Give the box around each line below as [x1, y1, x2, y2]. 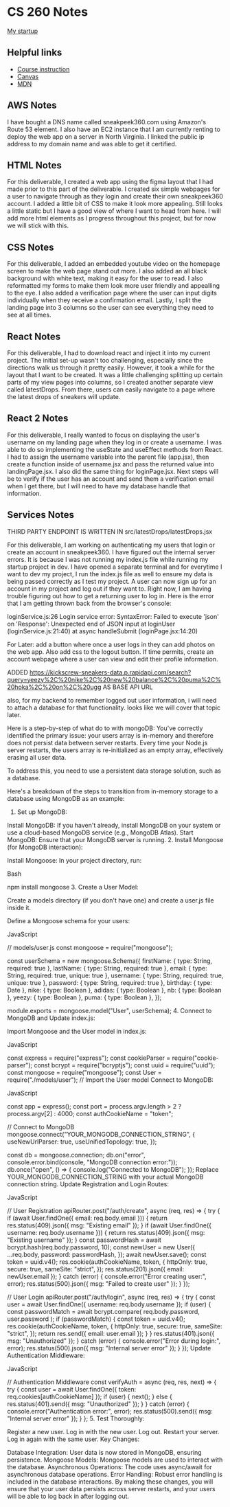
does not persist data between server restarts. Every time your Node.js [7, 738, 208, 747]
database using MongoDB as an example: [7, 794, 125, 802]
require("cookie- [172, 1054, 219, 1062]
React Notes [7, 330, 61, 342]
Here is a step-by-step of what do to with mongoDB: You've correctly [7, 724, 203, 732]
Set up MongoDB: [16, 808, 67, 816]
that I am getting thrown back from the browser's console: [7, 599, 172, 607]
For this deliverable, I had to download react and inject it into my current [7, 349, 211, 357]
